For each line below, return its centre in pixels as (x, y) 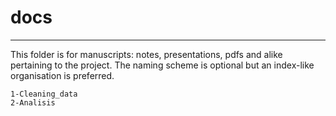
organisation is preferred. (62, 75)
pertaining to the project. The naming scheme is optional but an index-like (162, 65)
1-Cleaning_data (44, 94)
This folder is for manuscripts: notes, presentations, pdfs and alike (146, 54)
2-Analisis (33, 102)
